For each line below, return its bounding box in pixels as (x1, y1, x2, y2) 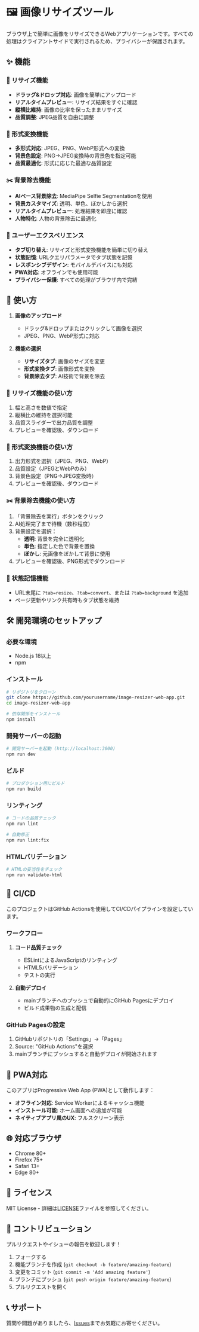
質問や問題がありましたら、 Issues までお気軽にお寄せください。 (6, 1319, 163, 1327)
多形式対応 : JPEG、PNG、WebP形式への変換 (14, 144, 125, 151)
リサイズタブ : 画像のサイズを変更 (23, 358, 105, 365)
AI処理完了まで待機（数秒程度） (14, 520, 94, 528)
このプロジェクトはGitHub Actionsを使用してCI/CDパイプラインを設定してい (6, 905, 194, 912)
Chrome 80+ (14, 1150, 46, 1157)
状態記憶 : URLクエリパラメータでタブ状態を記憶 (14, 254, 133, 261)
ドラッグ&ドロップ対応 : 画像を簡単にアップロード (14, 91, 137, 98)
